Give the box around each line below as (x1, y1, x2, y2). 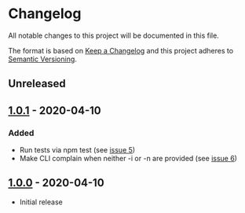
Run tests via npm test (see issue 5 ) (19, 145, 136, 155)
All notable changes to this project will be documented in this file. (8, 31, 220, 40)
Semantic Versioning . (8, 54, 77, 64)
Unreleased (8, 77, 67, 90)
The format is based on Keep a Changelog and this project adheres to (8, 46, 234, 55)
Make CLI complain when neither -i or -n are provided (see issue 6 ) (19, 154, 238, 163)
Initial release (19, 197, 63, 207)
